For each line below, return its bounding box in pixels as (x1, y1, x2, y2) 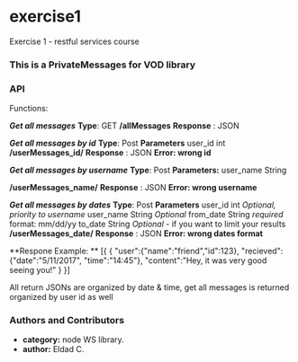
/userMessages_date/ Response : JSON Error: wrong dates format (9, 228, 264, 239)
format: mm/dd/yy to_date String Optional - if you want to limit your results (9, 218, 286, 230)
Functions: (9, 103, 49, 114)
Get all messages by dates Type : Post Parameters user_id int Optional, (9, 199, 276, 210)
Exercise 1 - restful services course (9, 36, 140, 47)
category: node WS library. (22, 334, 124, 345)
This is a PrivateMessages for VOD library (9, 58, 196, 71)
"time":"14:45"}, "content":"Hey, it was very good (84, 255, 267, 266)
